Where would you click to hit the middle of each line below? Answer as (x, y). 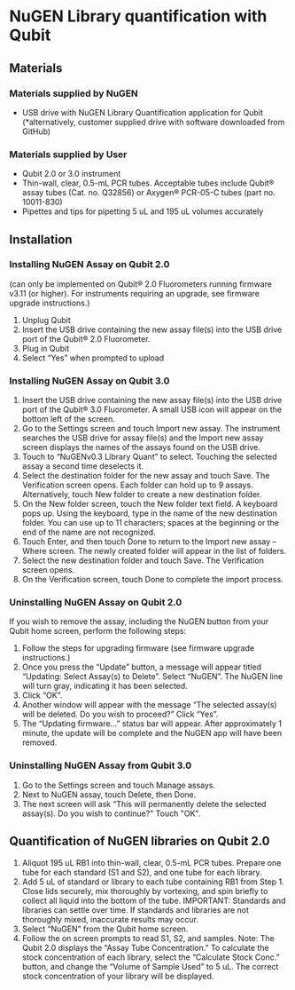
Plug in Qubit (46, 348)
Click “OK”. (42, 695)
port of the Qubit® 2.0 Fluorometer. (86, 338)
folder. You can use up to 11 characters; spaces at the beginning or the (150, 523)
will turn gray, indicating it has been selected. (105, 686)
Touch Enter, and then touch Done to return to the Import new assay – (149, 542)
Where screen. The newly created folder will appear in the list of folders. (154, 551)
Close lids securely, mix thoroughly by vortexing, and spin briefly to (145, 891)
